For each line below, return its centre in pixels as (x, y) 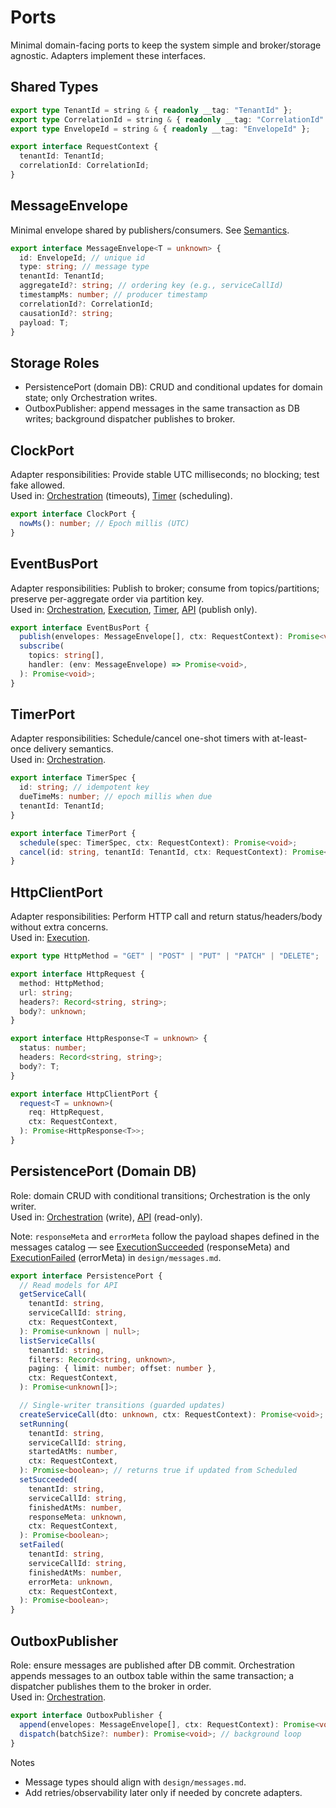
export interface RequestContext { (84, 147)
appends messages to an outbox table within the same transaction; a (152, 1675)
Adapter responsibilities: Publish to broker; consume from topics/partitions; (165, 588)
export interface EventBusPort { (80, 627)
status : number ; (53, 1048)
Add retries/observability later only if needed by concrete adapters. (163, 1792)
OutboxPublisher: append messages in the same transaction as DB (162, 408)
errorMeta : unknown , (71, 1582)
